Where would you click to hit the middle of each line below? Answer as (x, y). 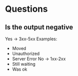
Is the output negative (39, 27)
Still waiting (24, 64)
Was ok (20, 69)
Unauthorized (26, 53)
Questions (26, 9)
